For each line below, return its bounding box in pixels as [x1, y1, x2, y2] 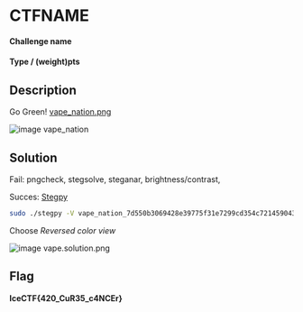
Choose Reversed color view [9, 225, 116, 235]
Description [9, 82, 77, 97]
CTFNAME [9, 5, 90, 26]
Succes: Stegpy [9, 191, 69, 202]
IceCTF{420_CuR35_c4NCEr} [9, 292, 124, 303]
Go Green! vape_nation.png [9, 106, 112, 117]
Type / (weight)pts [9, 56, 80, 68]
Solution [9, 150, 58, 165]
